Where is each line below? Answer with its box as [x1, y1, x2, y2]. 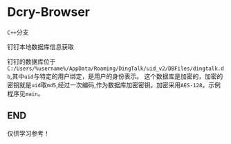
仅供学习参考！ [7, 129, 50, 137]
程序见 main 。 [7, 89, 44, 98]
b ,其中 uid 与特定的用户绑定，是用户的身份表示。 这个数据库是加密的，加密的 [7, 72, 223, 80]
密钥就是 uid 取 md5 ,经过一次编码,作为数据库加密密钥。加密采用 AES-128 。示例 [7, 80, 221, 89]
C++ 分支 [7, 28, 29, 36]
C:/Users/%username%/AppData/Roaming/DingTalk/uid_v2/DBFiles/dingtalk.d [7, 65, 225, 72]
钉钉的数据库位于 [7, 57, 56, 66]
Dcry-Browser [7, 4, 90, 20]
